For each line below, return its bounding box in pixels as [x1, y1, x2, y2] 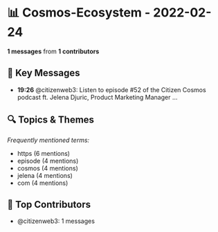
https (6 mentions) [17, 149, 71, 157]
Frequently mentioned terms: [7, 136, 90, 144]
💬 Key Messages [7, 67, 81, 79]
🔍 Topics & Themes [7, 114, 95, 126]
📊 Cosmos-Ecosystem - [7, 5, 151, 21]
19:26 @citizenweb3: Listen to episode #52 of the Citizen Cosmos [17, 85, 206, 93]
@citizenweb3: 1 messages [17, 217, 96, 225]
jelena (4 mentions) [17, 171, 73, 179]
